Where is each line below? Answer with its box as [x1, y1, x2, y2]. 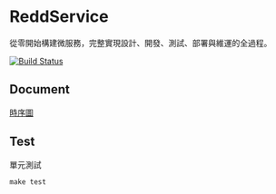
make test [9, 177, 47, 187]
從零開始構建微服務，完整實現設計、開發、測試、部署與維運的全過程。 [9, 37, 272, 48]
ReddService [9, 6, 109, 27]
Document [9, 82, 70, 97]
